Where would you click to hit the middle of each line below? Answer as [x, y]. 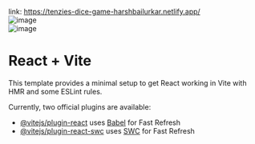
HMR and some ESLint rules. [55, 91]
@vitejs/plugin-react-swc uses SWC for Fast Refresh [107, 130]
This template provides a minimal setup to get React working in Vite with [127, 82]
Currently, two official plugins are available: [80, 106]
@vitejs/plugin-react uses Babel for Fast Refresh [100, 122]
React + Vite [50, 61]
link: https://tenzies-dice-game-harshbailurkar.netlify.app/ [104, 12]
